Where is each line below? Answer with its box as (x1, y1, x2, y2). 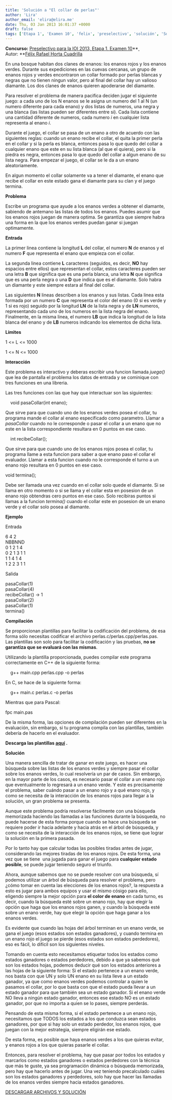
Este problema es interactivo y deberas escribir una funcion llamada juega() (5, 369, 165, 375)
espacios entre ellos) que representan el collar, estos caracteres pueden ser (5, 266, 166, 272)
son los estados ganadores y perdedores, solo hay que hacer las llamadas (5, 1074, 162, 1079)
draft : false (5, 27, 33, 32)
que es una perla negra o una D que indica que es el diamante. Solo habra (5, 276, 162, 283)
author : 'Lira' (5, 12, 38, 17)
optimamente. (5, 225, 35, 231)
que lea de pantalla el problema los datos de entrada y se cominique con (5, 374, 159, 380)
